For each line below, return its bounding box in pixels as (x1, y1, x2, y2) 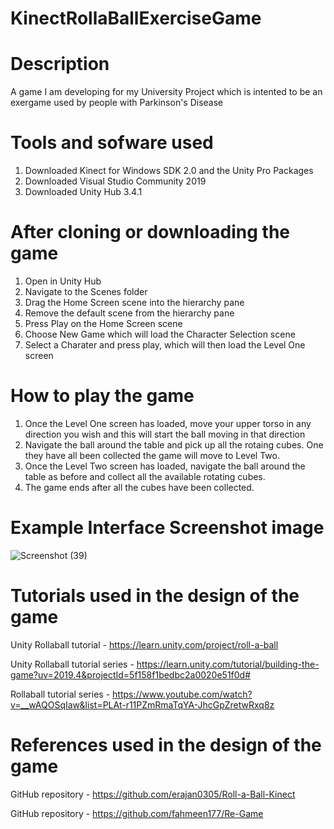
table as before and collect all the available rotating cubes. (24, 470, 266, 482)
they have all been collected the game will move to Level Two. (24, 449, 280, 461)
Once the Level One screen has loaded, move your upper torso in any (24, 417, 312, 429)
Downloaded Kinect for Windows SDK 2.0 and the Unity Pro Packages (24, 165, 314, 177)
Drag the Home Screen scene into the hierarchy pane (24, 297, 245, 308)
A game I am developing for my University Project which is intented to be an (10, 86, 323, 98)
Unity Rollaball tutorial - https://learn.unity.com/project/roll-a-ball (10, 638, 279, 651)
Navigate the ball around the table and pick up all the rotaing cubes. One (24, 438, 324, 451)
